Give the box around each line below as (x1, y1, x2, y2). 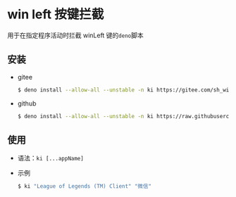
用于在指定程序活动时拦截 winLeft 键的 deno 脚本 (7, 31, 144, 39)
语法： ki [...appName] (17, 154, 85, 163)
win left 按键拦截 (7, 6, 104, 23)
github (17, 99, 37, 108)
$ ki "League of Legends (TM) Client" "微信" (17, 183, 151, 190)
